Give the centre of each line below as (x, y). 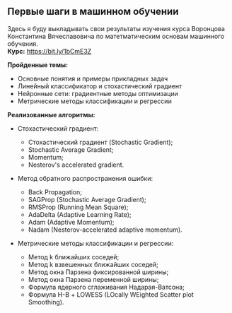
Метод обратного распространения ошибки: (85, 178)
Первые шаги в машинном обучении (93, 12)
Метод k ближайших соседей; (74, 256)
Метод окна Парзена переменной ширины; (93, 279)
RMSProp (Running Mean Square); (78, 207)
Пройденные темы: (38, 65)
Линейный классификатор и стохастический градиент (100, 86)
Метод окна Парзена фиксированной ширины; (98, 272)
